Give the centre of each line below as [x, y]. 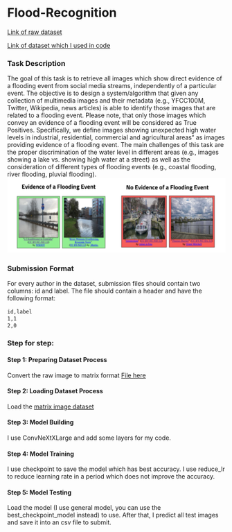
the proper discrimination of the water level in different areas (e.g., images [113, 152]
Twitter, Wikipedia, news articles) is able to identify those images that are [111, 108]
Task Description [36, 63]
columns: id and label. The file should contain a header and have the [105, 291]
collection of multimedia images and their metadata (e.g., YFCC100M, [106, 101]
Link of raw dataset [35, 32]
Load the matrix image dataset [51, 406]
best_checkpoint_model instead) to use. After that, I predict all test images [113, 515]
